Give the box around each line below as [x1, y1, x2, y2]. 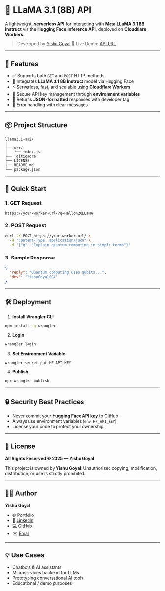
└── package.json [5, 167, 41, 172]
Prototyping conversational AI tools [12, 575, 83, 581]
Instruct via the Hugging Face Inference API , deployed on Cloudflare [5, 26, 147, 32]
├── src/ [5, 145, 23, 150]
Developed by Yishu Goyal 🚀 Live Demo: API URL [17, 40, 116, 46]
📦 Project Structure [5, 121, 68, 130]
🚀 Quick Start [5, 185, 47, 193]
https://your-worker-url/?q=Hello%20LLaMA [5, 211, 93, 216]
